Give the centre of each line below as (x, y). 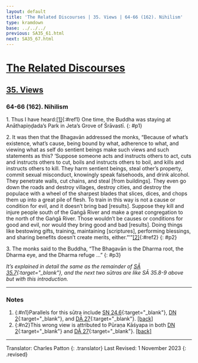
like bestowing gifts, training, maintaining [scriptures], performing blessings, (99, 231)
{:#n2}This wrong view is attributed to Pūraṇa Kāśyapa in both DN (95, 325)
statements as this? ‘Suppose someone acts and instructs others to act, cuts (99, 156)
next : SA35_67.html (30, 39)
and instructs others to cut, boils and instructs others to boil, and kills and (95, 162)
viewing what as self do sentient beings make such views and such (88, 149)
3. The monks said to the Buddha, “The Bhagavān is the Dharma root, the (95, 249)
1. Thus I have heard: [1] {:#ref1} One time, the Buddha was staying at (88, 119)
